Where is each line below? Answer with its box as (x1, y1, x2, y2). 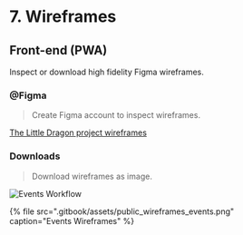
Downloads (9, 150, 61, 162)
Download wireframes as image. (31, 171, 152, 181)
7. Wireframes (9, 6, 117, 27)
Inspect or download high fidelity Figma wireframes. (9, 66, 204, 77)
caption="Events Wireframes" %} (9, 215, 134, 226)
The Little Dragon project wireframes (9, 127, 148, 138)
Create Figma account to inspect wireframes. (31, 110, 201, 121)
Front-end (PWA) (9, 43, 108, 58)
